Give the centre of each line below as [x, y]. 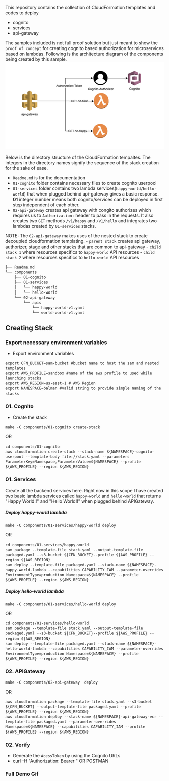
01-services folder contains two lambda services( [64, 188]
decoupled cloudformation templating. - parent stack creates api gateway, [83, 241]
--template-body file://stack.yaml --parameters [77, 457]
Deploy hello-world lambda [35, 591]
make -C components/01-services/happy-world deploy [61, 525]
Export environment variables [43, 354]
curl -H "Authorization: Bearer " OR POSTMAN [61, 761]
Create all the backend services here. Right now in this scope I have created [84, 490]
